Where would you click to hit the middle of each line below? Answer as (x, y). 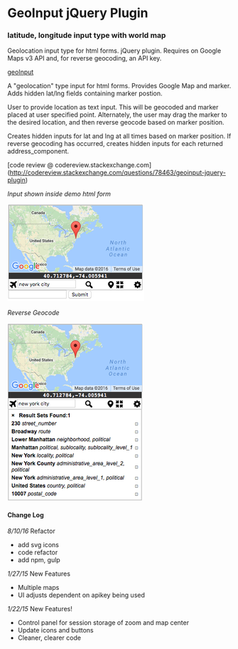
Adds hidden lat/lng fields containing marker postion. (85, 93)
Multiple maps (38, 587)
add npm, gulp (39, 559)
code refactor (38, 552)
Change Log (26, 515)
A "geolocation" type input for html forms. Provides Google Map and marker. (119, 86)
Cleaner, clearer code (49, 638)
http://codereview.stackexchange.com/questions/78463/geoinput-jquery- (118, 173)
